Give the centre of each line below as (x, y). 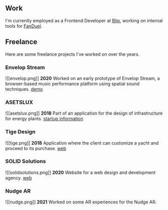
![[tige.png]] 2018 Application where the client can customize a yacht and (82, 143)
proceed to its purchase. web (36, 148)
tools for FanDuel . (24, 26)
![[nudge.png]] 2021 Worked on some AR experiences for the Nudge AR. (81, 202)
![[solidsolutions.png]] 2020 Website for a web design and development (80, 172)
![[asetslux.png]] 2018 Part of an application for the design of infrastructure (84, 113)
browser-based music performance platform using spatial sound (72, 84)
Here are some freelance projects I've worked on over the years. (73, 54)
